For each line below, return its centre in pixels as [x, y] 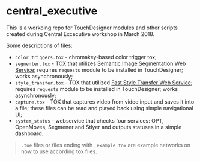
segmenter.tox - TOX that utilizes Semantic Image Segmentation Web [100, 63]
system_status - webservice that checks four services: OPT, [89, 120]
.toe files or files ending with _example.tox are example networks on [106, 145]
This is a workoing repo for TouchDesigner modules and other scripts [92, 28]
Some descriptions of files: [40, 45]
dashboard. [29, 133]
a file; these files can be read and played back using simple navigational [104, 108]
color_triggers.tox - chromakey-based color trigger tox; [86, 57]
